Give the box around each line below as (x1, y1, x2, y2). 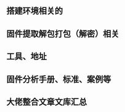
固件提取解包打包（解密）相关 (6, 28, 119, 39)
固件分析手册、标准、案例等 (6, 74, 112, 84)
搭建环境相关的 (6, 6, 63, 17)
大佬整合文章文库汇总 (6, 97, 87, 107)
